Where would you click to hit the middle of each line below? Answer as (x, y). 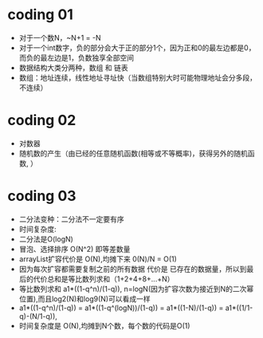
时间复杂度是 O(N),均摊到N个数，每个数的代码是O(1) (104, 325)
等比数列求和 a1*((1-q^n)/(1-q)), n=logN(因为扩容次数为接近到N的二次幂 (136, 289)
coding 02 (42, 120)
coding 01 (40, 15)
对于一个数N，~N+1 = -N (60, 37)
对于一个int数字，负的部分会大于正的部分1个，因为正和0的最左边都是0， (137, 47)
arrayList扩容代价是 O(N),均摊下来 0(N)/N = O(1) (98, 259)
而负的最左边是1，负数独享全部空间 (77, 57)
